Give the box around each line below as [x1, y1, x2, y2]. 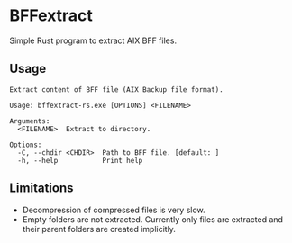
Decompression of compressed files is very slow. [22, 204, 205, 215]
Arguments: [9, 116, 50, 126]
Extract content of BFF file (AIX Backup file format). [9, 85, 224, 94]
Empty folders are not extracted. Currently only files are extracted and [22, 213, 284, 225]
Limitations [9, 181, 74, 196]
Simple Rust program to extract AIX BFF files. [9, 35, 178, 46]
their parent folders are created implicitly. [22, 223, 176, 234]
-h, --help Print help [17, 156, 143, 165]
